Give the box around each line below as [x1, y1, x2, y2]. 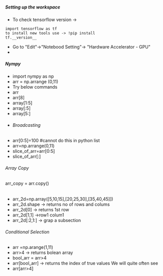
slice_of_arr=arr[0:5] [12, 148, 55, 154]
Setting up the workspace [5, 4, 60, 10]
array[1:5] [12, 100, 33, 106]
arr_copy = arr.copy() [5, 180, 49, 186]
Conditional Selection [5, 228, 50, 235]
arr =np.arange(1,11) [12, 244, 54, 250]
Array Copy [5, 165, 29, 171]
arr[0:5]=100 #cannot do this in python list [12, 138, 100, 144]
